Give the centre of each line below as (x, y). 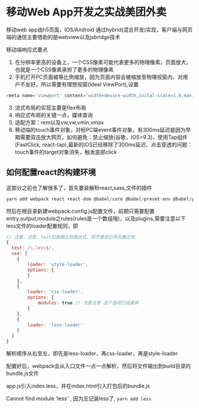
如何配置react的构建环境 (51, 172)
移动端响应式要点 (27, 49)
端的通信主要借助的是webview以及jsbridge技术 (63, 37)
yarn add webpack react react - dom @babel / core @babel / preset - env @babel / (99, 199)
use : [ (20, 254)
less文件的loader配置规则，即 (42, 226)
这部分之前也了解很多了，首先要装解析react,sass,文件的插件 (79, 187)
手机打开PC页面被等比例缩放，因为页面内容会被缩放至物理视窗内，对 (99, 77)
